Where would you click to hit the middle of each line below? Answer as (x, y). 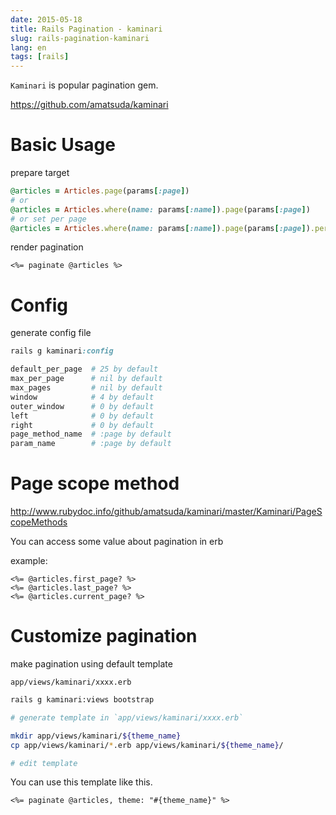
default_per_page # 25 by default (84, 369)
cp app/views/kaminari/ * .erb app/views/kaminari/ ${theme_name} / (147, 745)
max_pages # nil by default (86, 388)
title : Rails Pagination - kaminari (86, 29)
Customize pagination (104, 636)
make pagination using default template (91, 664)
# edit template (44, 763)
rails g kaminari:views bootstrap (82, 700)
